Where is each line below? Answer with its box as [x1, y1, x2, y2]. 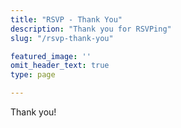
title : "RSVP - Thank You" [10, 14, 123, 25]
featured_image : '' [10, 51, 92, 61]
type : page [10, 70, 56, 80]
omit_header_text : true [10, 61, 110, 71]
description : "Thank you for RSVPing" [10, 24, 172, 34]
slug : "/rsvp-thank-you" [10, 33, 114, 43]
